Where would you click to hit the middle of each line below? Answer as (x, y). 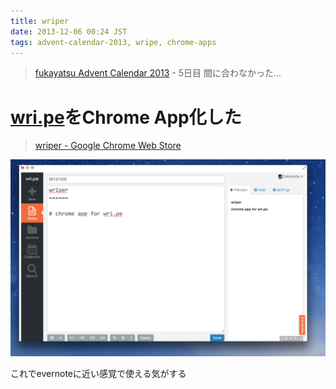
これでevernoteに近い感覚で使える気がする (98, 374)
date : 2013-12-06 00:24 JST (69, 31)
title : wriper (40, 21)
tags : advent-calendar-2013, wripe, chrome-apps (113, 42)
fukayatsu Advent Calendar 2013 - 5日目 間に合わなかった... (158, 73)
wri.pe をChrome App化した (126, 117)
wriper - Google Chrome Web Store (108, 146)
